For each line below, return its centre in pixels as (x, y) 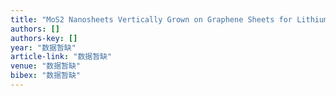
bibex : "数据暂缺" (46, 76)
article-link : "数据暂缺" (61, 57)
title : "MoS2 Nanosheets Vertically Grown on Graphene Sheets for (151, 19)
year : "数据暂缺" (43, 47)
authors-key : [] (44, 38)
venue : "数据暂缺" (46, 66)
